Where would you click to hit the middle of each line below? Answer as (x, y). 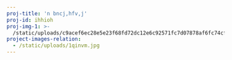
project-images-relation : (44, 39)
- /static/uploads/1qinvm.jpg (56, 46)
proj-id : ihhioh (30, 20)
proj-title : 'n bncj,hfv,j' (47, 13)
